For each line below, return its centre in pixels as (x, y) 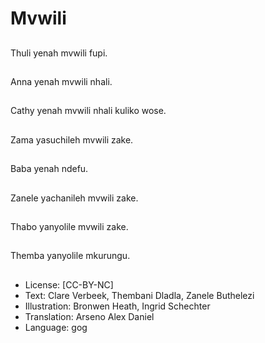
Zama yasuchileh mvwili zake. (72, 139)
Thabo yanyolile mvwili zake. (69, 226)
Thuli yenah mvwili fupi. (59, 53)
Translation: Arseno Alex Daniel (89, 316)
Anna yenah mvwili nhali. (61, 81)
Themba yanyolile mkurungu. (70, 256)
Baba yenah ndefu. (49, 169)
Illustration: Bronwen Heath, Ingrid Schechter (117, 306)
